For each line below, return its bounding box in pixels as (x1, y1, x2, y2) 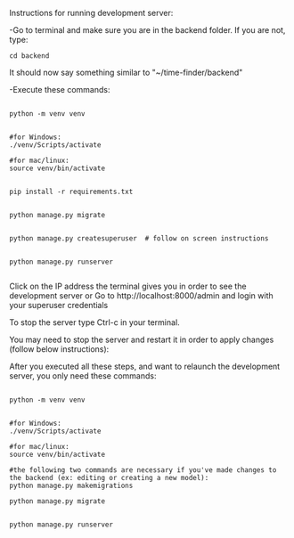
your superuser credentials (9, 300, 109, 310)
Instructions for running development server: (9, 8, 174, 18)
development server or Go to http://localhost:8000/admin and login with (9, 290, 274, 301)
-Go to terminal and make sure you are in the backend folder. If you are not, (9, 25, 286, 35)
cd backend (9, 52, 50, 61)
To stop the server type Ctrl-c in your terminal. (9, 317, 180, 328)
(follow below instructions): (9, 344, 110, 355)
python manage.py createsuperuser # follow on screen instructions (9, 234, 269, 243)
